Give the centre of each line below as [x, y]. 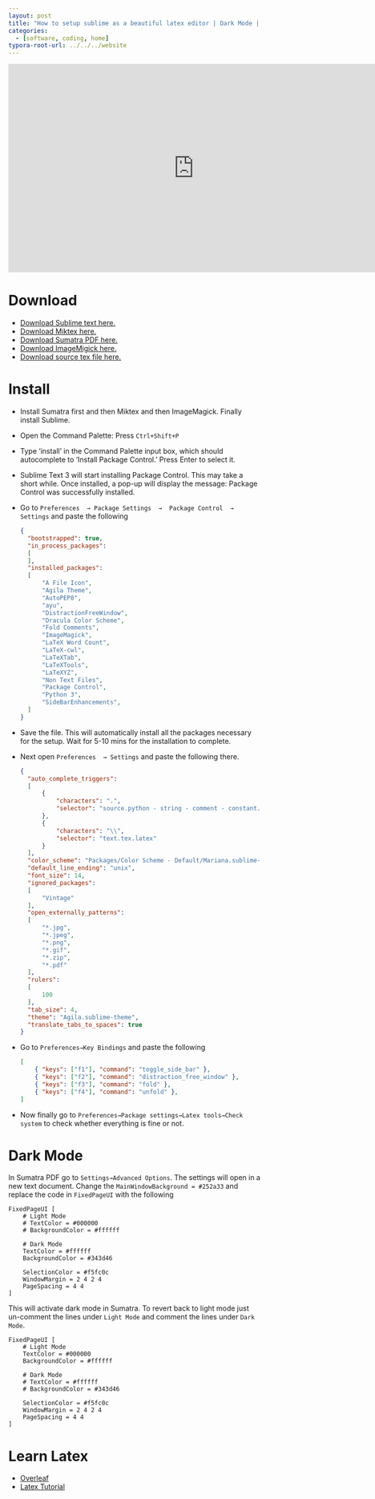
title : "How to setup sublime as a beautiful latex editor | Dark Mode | [134, 23]
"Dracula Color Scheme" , [83, 620]
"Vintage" [58, 898]
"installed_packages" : [65, 568]
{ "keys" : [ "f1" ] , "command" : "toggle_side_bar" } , [123, 1070]
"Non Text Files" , [72, 680]
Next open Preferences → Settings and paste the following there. [129, 756]
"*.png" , [56, 943]
